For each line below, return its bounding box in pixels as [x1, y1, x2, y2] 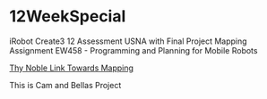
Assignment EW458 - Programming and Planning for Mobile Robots [9, 45, 258, 55]
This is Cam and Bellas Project [9, 79, 122, 90]
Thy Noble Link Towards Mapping [9, 62, 134, 73]
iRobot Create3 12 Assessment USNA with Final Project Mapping [9, 36, 248, 46]
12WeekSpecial [9, 6, 126, 27]
